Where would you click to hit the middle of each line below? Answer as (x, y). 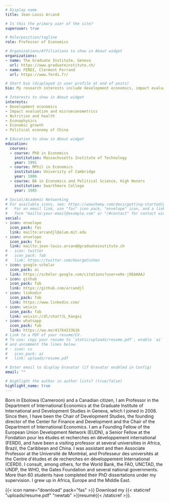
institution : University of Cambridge (55, 172)
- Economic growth (24, 125)
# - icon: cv (19, 349)
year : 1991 (26, 162)
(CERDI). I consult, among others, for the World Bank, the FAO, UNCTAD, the (84, 464)
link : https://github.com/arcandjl (47, 288)
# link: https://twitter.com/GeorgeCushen (53, 260)
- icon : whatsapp (23, 321)
